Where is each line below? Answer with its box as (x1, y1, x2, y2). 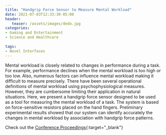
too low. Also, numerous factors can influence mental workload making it (5, 73, 154, 79)
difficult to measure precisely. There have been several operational (5, 78, 142, 84)
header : (5, 16, 21, 21)
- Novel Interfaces (5, 48, 46, 53)
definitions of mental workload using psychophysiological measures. (5, 83, 145, 89)
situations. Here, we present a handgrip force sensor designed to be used (5, 93, 156, 99)
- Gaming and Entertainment (5, 30, 63, 35)
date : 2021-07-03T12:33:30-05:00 (5, 12, 74, 17)
